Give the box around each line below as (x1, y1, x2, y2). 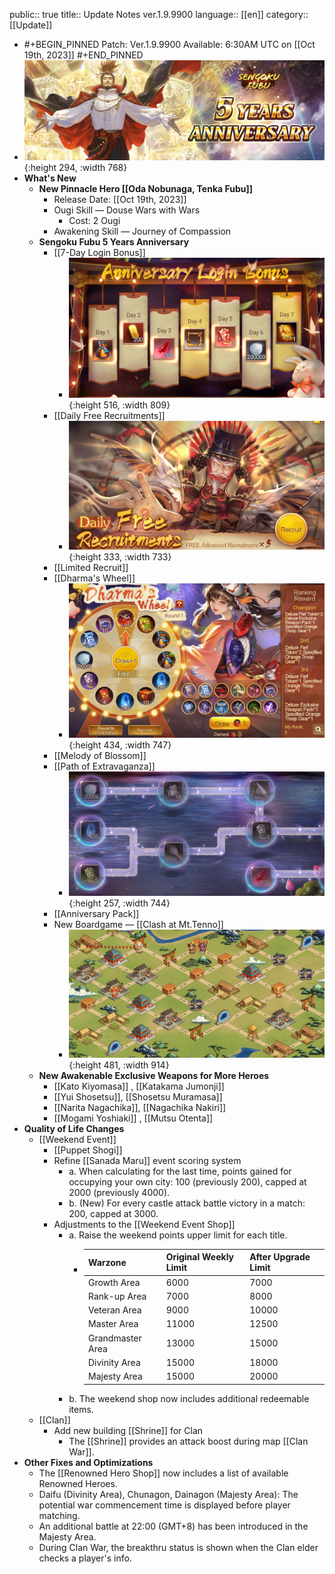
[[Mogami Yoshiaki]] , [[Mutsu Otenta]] (53, 1112, 214, 1124)
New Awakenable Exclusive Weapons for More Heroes (38, 1069, 270, 1081)
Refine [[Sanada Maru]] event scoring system (53, 1154, 242, 1166)
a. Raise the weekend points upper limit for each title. (68, 1229, 288, 1241)
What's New (23, 172, 77, 184)
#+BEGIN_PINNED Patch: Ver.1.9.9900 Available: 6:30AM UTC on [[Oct (23, 39, 316, 50)
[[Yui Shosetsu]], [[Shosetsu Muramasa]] (53, 1090, 223, 1103)
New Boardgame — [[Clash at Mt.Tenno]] (53, 919, 224, 931)
